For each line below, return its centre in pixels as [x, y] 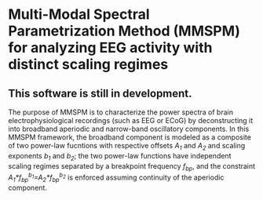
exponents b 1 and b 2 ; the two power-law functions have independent [120, 156]
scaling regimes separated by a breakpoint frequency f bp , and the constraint [132, 167]
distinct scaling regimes [88, 65]
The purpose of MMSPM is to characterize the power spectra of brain [121, 112]
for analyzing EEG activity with [110, 48]
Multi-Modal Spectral [79, 15]
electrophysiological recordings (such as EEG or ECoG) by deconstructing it [131, 120]
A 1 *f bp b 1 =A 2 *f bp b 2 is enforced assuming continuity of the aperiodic [116, 177]
